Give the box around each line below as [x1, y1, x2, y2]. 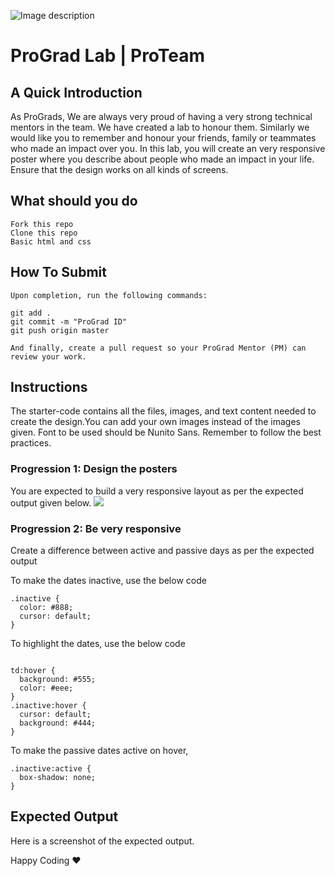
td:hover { [10, 666, 56, 676]
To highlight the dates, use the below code [10, 638, 186, 650]
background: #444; [19, 718, 97, 729]
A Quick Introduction [10, 84, 143, 101]
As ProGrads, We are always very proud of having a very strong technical [10, 111, 313, 122]
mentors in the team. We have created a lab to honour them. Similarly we [10, 121, 310, 133]
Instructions [10, 379, 88, 396]
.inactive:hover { [10, 701, 87, 711]
